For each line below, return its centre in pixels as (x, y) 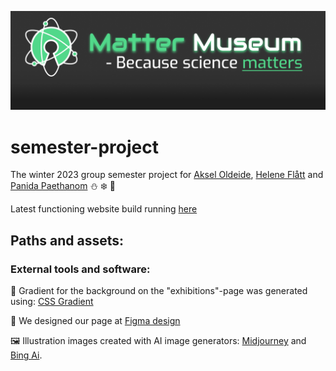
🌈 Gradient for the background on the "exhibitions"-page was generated (159, 291)
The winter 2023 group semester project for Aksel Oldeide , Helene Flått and (167, 175)
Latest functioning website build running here (104, 209)
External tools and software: (80, 269)
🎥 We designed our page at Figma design (95, 321)
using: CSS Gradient (52, 302)
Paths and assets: (67, 240)
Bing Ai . (26, 355)
